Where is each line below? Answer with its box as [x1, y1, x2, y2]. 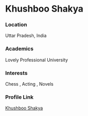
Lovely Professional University [5, 57, 68, 63]
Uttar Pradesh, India [5, 32, 47, 38]
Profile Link [5, 94, 34, 100]
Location [5, 21, 28, 28]
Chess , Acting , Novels [5, 81, 54, 87]
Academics [5, 45, 34, 52]
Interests [5, 69, 28, 76]
